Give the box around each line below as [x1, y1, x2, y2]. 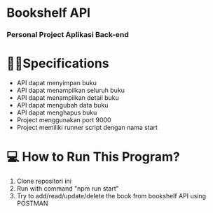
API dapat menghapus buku [16, 108, 97, 117]
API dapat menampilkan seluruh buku [16, 86, 125, 95]
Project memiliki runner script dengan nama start [16, 124, 158, 132]
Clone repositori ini [16, 177, 71, 185]
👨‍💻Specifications [6, 56, 109, 71]
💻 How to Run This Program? [6, 149, 180, 165]
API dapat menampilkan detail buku [16, 94, 120, 102]
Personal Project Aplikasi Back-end [6, 30, 129, 40]
